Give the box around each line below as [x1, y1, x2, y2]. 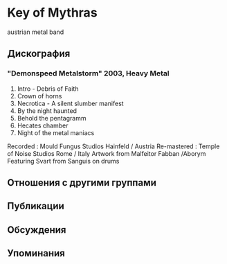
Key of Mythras [7, 5, 98, 21]
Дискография [7, 48, 71, 60]
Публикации [7, 200, 64, 212]
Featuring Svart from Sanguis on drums [7, 157, 120, 165]
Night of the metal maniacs [17, 128, 95, 137]
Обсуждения [7, 224, 66, 236]
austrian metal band [7, 28, 64, 36]
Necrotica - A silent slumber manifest [17, 99, 124, 107]
